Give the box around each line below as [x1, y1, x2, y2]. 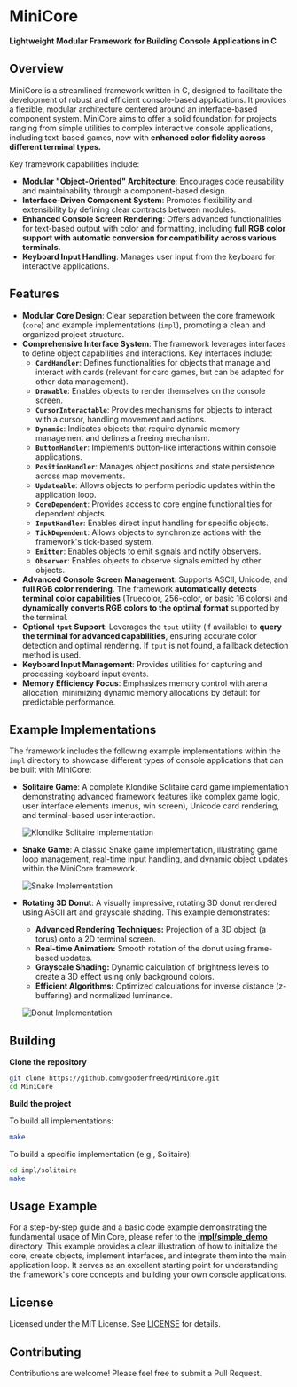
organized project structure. [21, 328, 125, 339]
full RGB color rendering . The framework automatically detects [21, 583, 257, 594]
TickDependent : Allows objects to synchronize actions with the [35, 526, 262, 538]
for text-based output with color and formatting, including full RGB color [21, 223, 286, 233]
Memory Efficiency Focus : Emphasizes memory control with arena [21, 677, 268, 689]
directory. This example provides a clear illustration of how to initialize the [9, 1241, 278, 1252]
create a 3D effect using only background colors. [35, 972, 215, 982]
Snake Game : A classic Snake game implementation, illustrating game [21, 845, 278, 855]
